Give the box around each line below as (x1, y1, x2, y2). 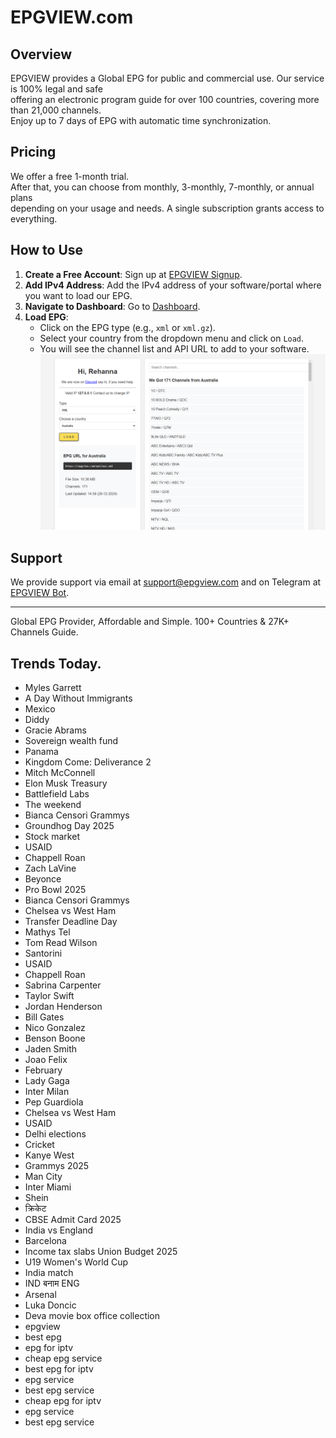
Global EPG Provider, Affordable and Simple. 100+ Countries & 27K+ (10, 616, 290, 628)
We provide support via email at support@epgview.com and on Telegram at (10, 576, 322, 588)
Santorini (24, 947, 63, 959)
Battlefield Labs (24, 787, 90, 800)
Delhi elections (24, 1127, 87, 1140)
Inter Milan (24, 1085, 70, 1097)
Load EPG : (24, 311, 69, 323)
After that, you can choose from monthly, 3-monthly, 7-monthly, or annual (10, 181, 315, 193)
